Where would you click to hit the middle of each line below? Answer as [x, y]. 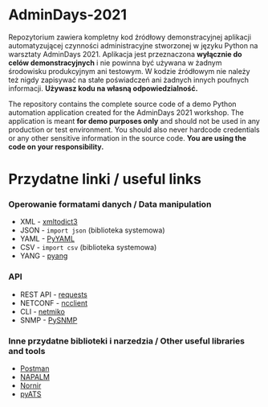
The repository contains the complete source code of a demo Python [122, 104]
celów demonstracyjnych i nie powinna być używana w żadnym [115, 63]
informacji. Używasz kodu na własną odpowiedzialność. [103, 88]
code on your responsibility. [56, 146]
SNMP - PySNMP [49, 320]
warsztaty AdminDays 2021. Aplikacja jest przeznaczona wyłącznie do [125, 54]
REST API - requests [54, 294]
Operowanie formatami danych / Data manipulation [110, 204]
